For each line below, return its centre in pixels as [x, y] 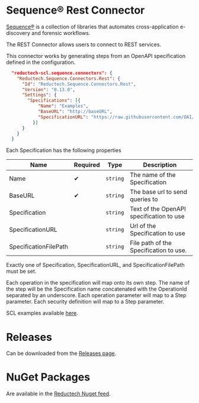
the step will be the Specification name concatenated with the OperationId [97, 289]
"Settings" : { [39, 95]
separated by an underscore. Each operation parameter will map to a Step [96, 295]
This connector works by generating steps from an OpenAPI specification [96, 56]
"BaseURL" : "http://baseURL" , [75, 112]
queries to [144, 199]
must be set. [21, 271]
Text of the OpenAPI [158, 209]
